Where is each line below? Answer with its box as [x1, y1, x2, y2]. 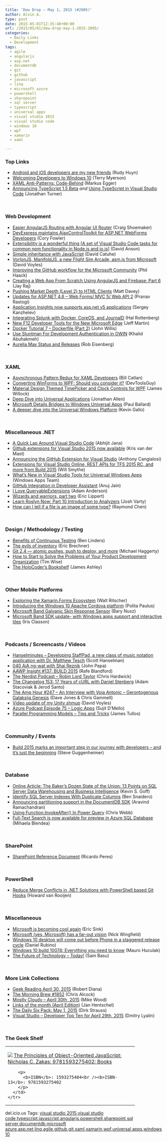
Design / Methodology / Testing [5, 526, 83, 533]
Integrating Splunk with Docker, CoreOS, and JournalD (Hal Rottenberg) [12, 314, 160, 320]
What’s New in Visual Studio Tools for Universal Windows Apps [12, 472, 142, 478]
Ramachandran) [12, 804, 46, 810]
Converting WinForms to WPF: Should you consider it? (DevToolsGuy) [12, 380, 156, 386]
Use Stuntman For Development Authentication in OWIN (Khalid [12, 330, 143, 336]
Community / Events [5, 733, 56, 740]
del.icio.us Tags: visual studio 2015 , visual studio [5, 1110, 104, 1116]
